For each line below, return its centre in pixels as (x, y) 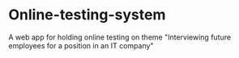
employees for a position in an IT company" (81, 45)
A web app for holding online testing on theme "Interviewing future (120, 37)
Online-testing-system (87, 15)
